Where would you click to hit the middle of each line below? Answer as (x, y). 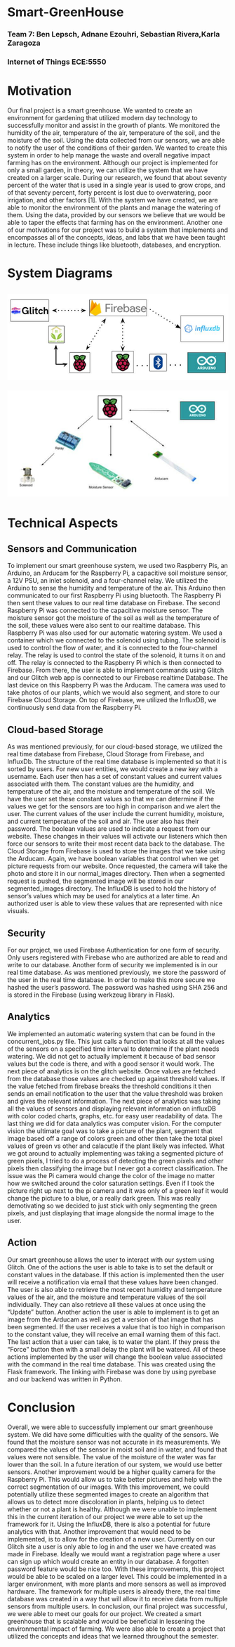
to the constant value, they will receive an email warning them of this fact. (114, 1334)
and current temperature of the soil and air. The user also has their (103, 821)
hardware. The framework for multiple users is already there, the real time (114, 1591)
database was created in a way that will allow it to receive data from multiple (117, 1598)
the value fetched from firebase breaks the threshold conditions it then (109, 1086)
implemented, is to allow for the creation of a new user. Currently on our (111, 1539)
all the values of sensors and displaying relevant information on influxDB (112, 1109)
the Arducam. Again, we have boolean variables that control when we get (113, 859)
